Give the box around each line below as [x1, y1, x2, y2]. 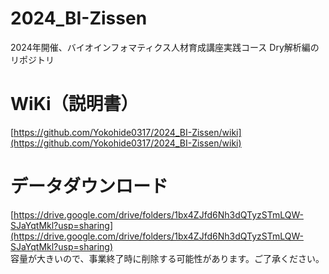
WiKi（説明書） [10, 93, 139, 116]
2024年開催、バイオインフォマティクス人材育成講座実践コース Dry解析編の [10, 41, 320, 53]
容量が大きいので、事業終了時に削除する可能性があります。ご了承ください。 [10, 252, 325, 264]
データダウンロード [10, 175, 169, 198]
